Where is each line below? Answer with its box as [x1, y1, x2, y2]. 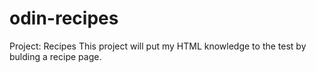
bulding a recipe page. [9, 50, 102, 62]
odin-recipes [9, 7, 119, 30]
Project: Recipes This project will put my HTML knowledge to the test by [9, 40, 307, 52]
